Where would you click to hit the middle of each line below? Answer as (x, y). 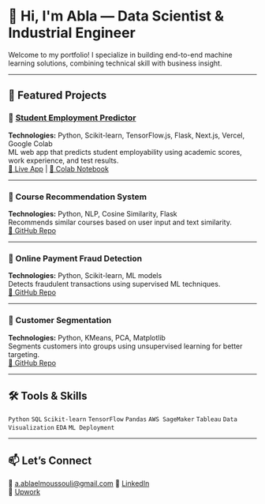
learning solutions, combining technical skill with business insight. (115, 63)
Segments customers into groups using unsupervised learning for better (125, 346)
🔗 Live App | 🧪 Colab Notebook (58, 168)
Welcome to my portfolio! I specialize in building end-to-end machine (120, 55)
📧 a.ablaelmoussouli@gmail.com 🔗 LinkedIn (79, 483)
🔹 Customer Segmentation (60, 321)
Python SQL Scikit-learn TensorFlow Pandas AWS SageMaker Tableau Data (123, 419)
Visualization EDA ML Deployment (62, 428)
